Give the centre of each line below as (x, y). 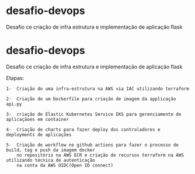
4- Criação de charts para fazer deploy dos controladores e (83, 130)
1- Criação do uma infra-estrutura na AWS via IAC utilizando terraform (98, 89)
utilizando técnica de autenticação (51, 160)
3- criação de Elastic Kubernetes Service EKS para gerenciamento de (94, 114)
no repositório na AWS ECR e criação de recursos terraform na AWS (100, 155)
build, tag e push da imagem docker (51, 150)
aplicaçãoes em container (37, 119)
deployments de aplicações (39, 135)
